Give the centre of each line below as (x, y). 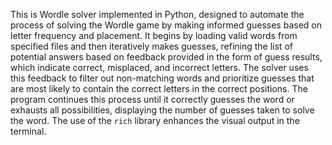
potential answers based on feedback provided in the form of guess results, (166, 57)
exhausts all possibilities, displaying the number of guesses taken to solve (162, 110)
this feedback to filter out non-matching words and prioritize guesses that (162, 78)
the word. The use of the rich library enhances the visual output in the (155, 120)
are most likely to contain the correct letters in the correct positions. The (159, 88)
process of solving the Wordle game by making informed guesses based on (166, 25)
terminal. (28, 131)
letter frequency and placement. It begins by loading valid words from (154, 35)
